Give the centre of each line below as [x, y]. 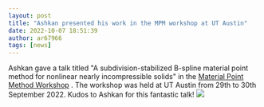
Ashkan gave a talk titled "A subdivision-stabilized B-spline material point [128, 68]
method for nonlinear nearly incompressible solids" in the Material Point [126, 77]
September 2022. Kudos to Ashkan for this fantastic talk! [101, 95]
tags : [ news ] [30, 46]
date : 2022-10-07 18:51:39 [53, 30]
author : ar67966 [35, 38]
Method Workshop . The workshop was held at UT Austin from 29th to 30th [132, 85]
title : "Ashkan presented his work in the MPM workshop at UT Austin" [128, 23]
